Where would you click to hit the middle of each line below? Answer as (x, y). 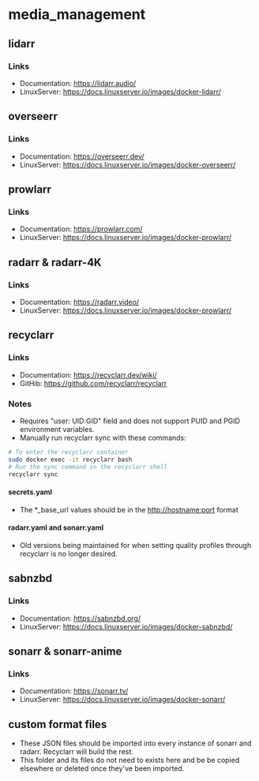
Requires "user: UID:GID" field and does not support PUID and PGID (130, 421)
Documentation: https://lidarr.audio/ (78, 83)
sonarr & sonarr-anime (65, 651)
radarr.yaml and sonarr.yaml (56, 528)
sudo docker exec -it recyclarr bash (70, 460)
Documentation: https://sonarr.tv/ (74, 691)
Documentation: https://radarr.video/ (79, 302)
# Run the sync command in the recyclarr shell (88, 467)
